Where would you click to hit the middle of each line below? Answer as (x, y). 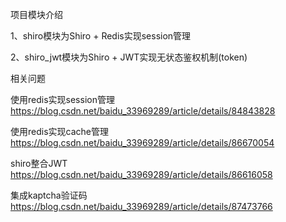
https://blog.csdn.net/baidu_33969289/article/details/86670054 (142, 142)
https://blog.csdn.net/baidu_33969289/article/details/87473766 (141, 206)
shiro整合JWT (39, 163)
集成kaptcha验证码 (49, 195)
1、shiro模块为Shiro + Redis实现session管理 (101, 36)
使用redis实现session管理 (62, 99)
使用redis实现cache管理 (59, 131)
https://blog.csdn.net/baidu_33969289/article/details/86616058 (141, 174)
